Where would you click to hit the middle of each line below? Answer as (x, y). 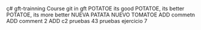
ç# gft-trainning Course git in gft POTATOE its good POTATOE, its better (95, 9)
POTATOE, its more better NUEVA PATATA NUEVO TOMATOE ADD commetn (101, 15)
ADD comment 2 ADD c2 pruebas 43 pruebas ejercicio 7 (77, 21)
